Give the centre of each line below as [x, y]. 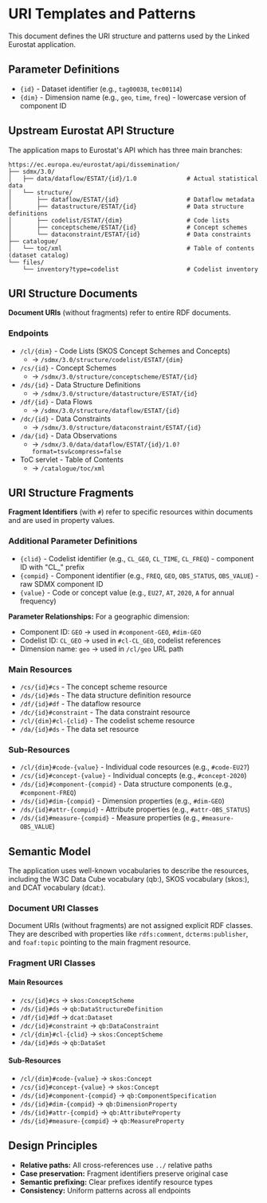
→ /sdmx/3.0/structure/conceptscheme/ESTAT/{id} [114, 376]
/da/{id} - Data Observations [68, 435]
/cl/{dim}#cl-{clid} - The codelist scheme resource [107, 721]
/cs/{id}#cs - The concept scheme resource [93, 687]
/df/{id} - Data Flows [56, 401]
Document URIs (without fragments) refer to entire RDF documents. [120, 313]
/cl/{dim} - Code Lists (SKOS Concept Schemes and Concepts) [125, 351]
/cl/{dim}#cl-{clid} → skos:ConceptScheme [91, 1034]
